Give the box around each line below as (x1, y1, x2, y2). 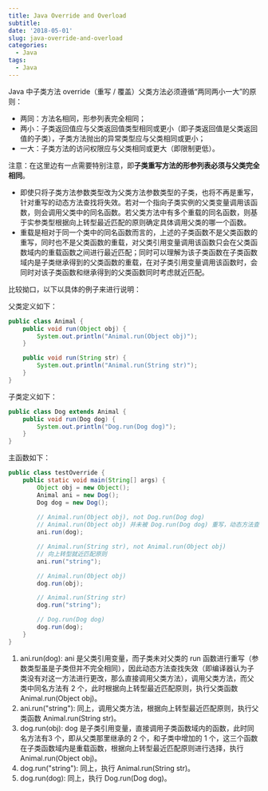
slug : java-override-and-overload (8, 34, 124, 42)
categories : (8, 42, 48, 50)
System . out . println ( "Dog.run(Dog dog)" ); (37, 423, 177, 431)
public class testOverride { (8, 469, 105, 477)
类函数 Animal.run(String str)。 (19, 713, 121, 723)
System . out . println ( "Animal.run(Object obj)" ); (37, 332, 198, 340)
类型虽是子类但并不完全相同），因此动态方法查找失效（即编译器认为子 (26, 663, 254, 673)
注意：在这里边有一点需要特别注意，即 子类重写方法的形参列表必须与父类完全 (8, 161, 260, 170)
